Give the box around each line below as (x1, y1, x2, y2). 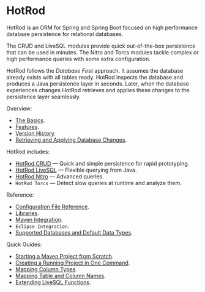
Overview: (6, 104, 32, 112)
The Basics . (15, 117, 45, 124)
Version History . (15, 130, 56, 137)
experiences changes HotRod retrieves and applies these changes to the (6, 86, 190, 93)
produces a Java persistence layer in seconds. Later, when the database (6, 80, 190, 87)
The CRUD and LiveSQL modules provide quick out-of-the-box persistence (6, 42, 196, 49)
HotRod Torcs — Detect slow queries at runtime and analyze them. (15, 179, 182, 186)
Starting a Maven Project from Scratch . (15, 252, 114, 260)
